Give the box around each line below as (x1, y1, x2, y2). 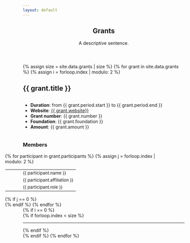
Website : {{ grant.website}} (30, 107, 89, 114)
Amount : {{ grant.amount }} (30, 124, 89, 130)
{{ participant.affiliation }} (23, 177, 74, 183)
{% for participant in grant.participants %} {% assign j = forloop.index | (5, 153, 156, 159)
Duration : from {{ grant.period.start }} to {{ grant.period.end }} (30, 102, 163, 108)
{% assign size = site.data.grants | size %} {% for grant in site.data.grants (23, 64, 179, 70)
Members (23, 141, 47, 148)
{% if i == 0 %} (23, 207, 55, 213)
